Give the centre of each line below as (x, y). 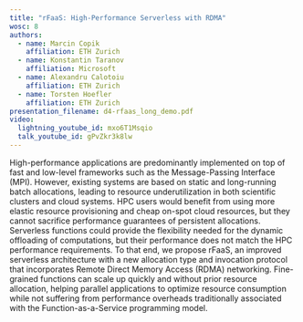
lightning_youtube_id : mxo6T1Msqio (85, 129)
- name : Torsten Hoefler (65, 94)
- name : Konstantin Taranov (71, 60)
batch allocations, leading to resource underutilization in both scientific (143, 192)
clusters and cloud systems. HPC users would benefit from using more (142, 201)
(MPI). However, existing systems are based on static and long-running (143, 182)
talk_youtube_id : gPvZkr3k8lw (75, 137)
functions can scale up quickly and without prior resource (149, 278)
